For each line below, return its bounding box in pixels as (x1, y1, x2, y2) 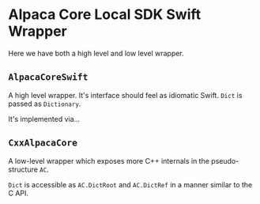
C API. (8, 188, 29, 198)
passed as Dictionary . (8, 99, 81, 108)
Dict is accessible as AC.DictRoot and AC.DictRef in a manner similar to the (8, 179, 253, 189)
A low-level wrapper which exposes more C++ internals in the (8, 156, 209, 165)
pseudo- (210, 156, 239, 165)
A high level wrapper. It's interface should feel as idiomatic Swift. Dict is (8, 90, 243, 100)
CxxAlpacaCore (8, 137, 77, 149)
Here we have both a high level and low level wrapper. (8, 48, 184, 58)
